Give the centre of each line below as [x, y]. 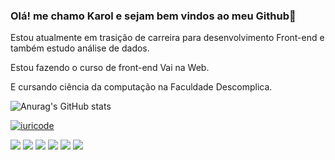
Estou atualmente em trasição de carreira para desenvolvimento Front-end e [167, 38]
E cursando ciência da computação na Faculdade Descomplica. [141, 87]
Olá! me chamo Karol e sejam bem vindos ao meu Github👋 [153, 16]
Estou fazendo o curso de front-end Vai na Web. [110, 68]
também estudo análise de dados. [80, 48]
